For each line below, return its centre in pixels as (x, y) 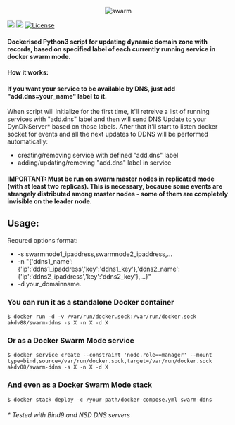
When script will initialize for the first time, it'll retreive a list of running (108, 112)
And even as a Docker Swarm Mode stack (80, 385)
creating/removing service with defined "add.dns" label (98, 156)
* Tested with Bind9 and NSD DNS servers (69, 415)
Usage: (24, 223)
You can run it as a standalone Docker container (91, 302)
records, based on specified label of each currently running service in (112, 49)
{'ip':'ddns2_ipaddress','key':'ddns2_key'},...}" (84, 276)
